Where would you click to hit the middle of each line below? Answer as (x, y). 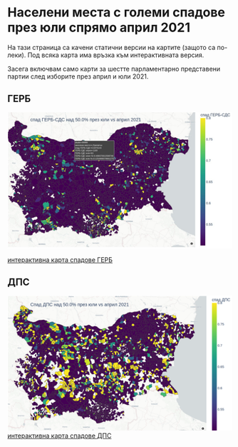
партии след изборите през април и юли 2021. (78, 76)
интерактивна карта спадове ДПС (59, 436)
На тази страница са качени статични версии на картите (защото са (112, 47)
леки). (17, 55)
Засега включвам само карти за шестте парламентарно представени (114, 69)
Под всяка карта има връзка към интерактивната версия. (116, 55)
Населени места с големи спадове (117, 12)
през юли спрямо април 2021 (99, 27)
